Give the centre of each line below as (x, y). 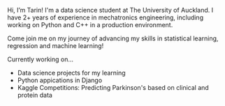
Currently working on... (41, 59)
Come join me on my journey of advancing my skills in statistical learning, (113, 38)
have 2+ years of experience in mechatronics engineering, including (106, 17)
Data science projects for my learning (71, 73)
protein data (35, 95)
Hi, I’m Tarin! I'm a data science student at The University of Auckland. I (110, 10)
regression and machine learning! (56, 46)
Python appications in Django (60, 80)
